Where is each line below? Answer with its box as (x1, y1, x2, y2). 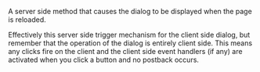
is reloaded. (8, 15, 47, 24)
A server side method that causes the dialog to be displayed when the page (8, 7, 252, 16)
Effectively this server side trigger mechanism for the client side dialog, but (8, 31, 251, 39)
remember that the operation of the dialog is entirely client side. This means (8, 38, 253, 48)
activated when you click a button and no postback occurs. (8, 55, 200, 64)
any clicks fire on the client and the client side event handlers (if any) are (8, 47, 243, 56)
